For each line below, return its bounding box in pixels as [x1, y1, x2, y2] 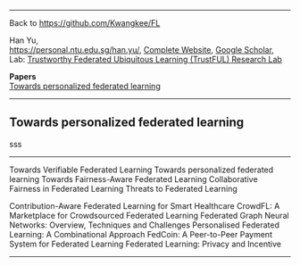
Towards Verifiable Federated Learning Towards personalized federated [9, 164, 274, 175]
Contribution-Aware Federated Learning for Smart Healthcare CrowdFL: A [9, 200, 280, 211]
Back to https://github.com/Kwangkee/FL [9, 18, 161, 28]
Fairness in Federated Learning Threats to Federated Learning [9, 183, 238, 194]
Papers [9, 71, 37, 81]
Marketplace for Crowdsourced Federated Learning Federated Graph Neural [9, 210, 289, 220]
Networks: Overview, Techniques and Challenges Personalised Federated [9, 220, 279, 230]
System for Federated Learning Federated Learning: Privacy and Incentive [9, 238, 281, 249]
